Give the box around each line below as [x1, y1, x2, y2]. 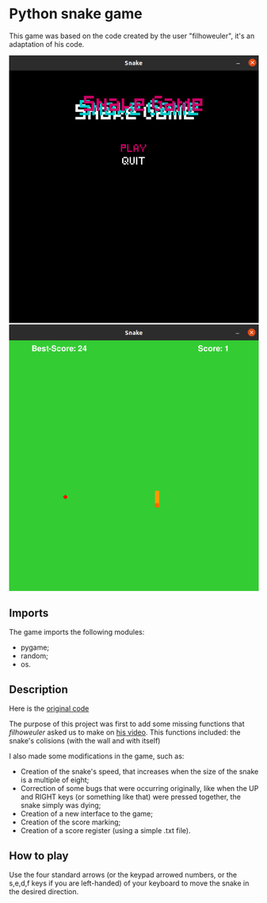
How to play [9, 849, 69, 862]
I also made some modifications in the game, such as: [9, 751, 185, 761]
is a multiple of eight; [20, 775, 90, 785]
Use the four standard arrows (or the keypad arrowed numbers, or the [9, 870, 237, 879]
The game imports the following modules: [9, 627, 145, 637]
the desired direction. [9, 886, 79, 896]
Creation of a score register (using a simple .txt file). [20, 826, 191, 835]
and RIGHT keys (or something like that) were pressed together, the [20, 792, 241, 802]
